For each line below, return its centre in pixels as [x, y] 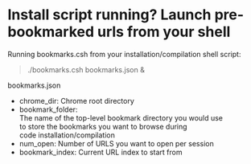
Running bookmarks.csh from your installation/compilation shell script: [124, 54]
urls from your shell [164, 32]
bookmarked [51, 32]
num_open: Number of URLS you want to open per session [116, 143]
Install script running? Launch [109, 15]
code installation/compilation [67, 135]
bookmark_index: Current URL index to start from [101, 152]
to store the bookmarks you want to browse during [103, 126]
